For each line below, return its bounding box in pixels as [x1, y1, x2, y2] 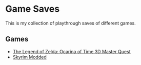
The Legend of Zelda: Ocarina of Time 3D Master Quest [12, 48, 131, 54]
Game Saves [5, 3, 60, 15]
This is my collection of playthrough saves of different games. [5, 20, 136, 26]
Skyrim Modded [12, 54, 47, 60]
